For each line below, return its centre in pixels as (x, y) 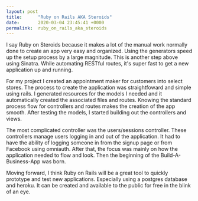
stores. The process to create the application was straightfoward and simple (99, 88)
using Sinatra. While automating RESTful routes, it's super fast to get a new (98, 64)
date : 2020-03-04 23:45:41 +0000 (55, 22)
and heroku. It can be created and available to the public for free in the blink (98, 186)
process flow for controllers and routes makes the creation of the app (91, 106)
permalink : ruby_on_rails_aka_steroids (57, 28)
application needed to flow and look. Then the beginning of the (83, 155)
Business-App (23, 162)
